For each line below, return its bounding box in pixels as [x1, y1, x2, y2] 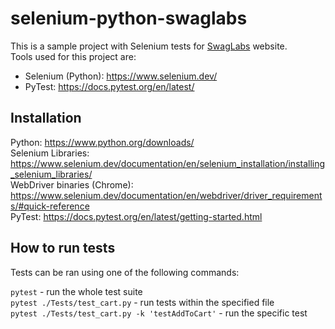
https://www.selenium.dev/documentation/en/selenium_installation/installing [10, 157, 326, 169]
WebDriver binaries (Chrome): [10, 178, 134, 191]
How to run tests [10, 240, 116, 257]
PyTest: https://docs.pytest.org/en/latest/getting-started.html [10, 210, 263, 222]
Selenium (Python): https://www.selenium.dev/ [24, 70, 218, 82]
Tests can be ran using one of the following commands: [10, 266, 240, 278]
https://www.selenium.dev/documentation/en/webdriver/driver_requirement [10, 189, 323, 201]
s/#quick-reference [10, 200, 90, 212]
